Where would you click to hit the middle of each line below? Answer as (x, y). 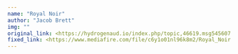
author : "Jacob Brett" (41, 20)
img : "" (19, 27)
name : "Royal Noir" (36, 14)
